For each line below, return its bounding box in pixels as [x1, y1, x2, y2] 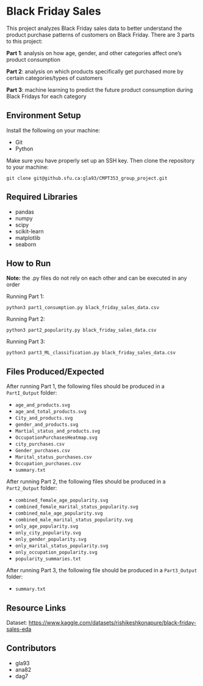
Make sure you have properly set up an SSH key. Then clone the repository [6, 157, 195, 164]
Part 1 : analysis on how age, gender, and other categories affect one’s [6, 49, 182, 56]
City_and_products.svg [15, 415, 73, 422]
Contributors [6, 643, 57, 654]
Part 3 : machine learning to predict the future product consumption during [6, 86, 193, 93]
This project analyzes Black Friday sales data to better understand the [6, 24, 182, 32]
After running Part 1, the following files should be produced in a [6, 382, 165, 390]
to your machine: [6, 163, 49, 171]
